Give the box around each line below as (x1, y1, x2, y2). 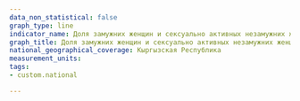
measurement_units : (9, 54, 82, 63)
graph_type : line (9, 21, 74, 30)
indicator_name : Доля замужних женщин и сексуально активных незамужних (9, 29, 286, 38)
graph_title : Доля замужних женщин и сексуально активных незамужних (9, 37, 274, 47)
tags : (9, 63, 29, 72)
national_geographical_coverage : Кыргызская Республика (9, 46, 221, 55)
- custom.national (9, 71, 78, 80)
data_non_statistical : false (9, 12, 118, 22)
